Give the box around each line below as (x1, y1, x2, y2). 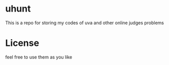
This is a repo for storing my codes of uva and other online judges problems (5, 20, 164, 26)
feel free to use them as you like (5, 54, 73, 60)
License (5, 37, 40, 49)
